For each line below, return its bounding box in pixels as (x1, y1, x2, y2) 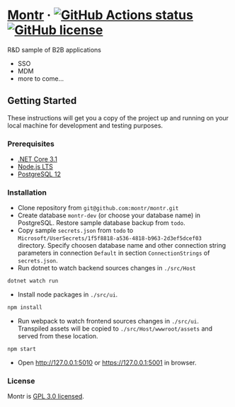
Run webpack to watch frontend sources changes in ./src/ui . (17, 317, 200, 326)
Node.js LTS (17, 163, 53, 171)
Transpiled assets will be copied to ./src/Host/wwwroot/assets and (17, 324, 213, 333)
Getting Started (7, 95, 77, 107)
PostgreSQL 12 (17, 170, 62, 178)
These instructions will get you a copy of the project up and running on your (7, 113, 229, 122)
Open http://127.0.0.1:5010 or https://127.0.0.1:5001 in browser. (17, 358, 197, 367)
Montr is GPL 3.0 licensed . (7, 392, 85, 401)
